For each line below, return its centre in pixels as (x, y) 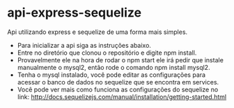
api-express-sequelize (74, 13)
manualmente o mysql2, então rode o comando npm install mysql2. (114, 67)
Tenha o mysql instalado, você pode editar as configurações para (111, 75)
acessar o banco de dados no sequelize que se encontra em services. (118, 82)
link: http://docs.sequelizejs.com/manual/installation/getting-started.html (122, 97)
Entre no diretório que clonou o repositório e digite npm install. (107, 53)
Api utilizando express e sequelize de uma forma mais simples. (97, 32)
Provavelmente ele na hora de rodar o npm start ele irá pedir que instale (120, 60)
